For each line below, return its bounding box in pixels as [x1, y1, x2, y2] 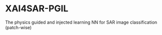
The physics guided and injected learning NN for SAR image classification [5, 19, 157, 25]
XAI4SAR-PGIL [5, 3, 68, 14]
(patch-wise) [5, 24, 32, 30]
